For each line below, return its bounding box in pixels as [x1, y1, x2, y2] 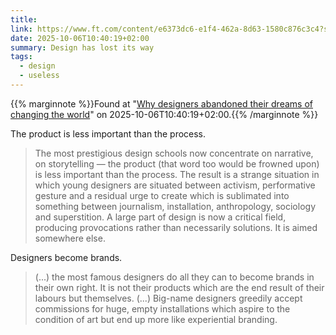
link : [10, 24, 33, 34]
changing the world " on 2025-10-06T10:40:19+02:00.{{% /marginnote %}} [10, 108, 319, 120]
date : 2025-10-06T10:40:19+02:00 [10, 33, 150, 43]
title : [10, 14, 38, 25]
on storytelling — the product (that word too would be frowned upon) [34, 157, 320, 170]
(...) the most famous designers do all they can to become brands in [34, 271, 315, 283]
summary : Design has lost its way [10, 42, 155, 53]
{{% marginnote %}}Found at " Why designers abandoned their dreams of [10, 97, 313, 110]
